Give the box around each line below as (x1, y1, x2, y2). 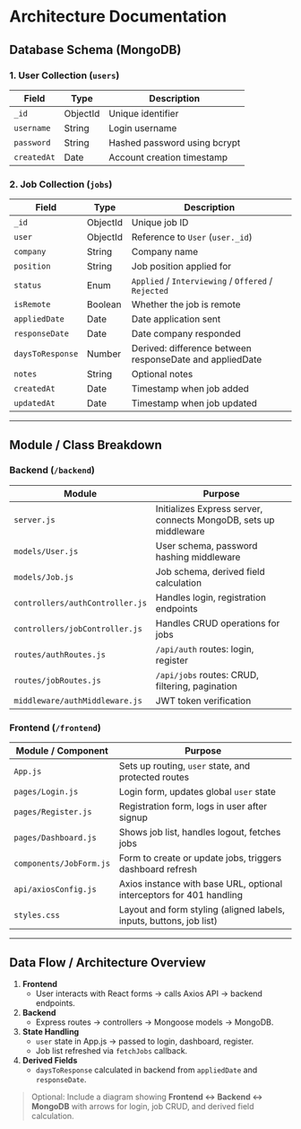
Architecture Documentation (9, 6, 228, 27)
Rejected (131, 286, 168, 296)
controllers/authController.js (13, 597, 148, 608)
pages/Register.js (13, 807, 92, 817)
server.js (13, 515, 56, 525)
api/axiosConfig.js (13, 885, 97, 895)
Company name (131, 245, 199, 258)
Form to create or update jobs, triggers (118, 851, 282, 864)
